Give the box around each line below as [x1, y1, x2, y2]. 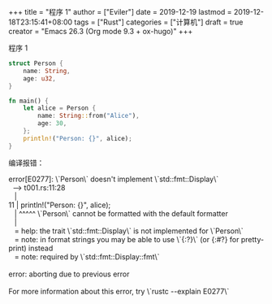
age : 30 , [37, 119, 67, 128]
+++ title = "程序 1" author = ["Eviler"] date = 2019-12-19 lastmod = [8, 7, 233, 16]
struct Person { [8, 59, 63, 67]
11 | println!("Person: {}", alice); [8, 200, 111, 210]
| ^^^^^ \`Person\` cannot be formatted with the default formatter [14, 208, 229, 218]
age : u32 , [23, 74, 57, 83]
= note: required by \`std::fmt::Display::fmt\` [14, 251, 160, 262]
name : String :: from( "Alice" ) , [37, 112, 140, 120]
